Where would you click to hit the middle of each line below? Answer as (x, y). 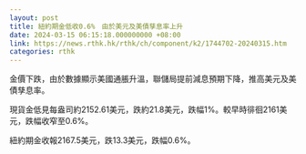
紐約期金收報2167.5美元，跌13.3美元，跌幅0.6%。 (102, 140)
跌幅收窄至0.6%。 (59, 121)
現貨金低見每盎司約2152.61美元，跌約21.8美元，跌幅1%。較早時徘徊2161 (144, 109)
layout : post (34, 18)
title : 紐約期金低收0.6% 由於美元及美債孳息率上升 (97, 26)
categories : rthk (42, 52)
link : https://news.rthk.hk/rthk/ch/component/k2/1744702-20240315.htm (148, 43)
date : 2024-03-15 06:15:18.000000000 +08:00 (95, 35)
